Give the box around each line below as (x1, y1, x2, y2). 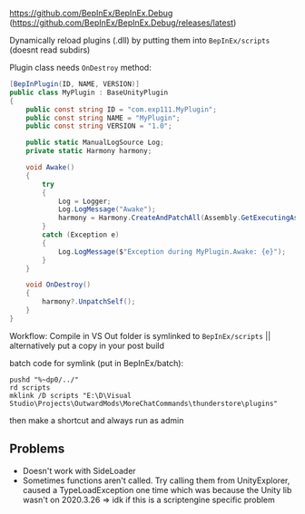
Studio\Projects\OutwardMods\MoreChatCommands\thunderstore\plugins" (9, 399, 279, 408)
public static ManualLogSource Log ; (25, 138, 165, 148)
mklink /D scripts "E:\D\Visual (9, 391, 132, 400)
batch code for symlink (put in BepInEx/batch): (9, 357, 184, 368)
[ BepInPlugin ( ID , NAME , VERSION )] (9, 80, 141, 89)
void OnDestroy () (25, 280, 92, 289)
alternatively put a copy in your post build (9, 340, 165, 351)
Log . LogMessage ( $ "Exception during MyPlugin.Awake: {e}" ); (57, 247, 286, 257)
